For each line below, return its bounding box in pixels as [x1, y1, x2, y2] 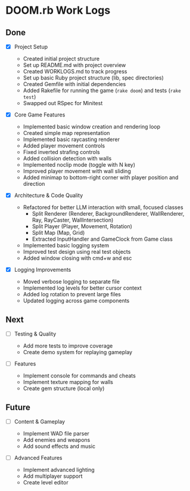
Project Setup [14, 43, 48, 50]
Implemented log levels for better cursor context [23, 284, 142, 291]
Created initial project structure [23, 55, 99, 63]
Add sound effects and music [23, 443, 96, 450]
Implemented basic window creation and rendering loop [23, 123, 161, 130]
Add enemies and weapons [23, 437, 91, 444]
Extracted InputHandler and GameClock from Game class [32, 235, 173, 243]
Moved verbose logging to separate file [23, 278, 120, 286]
